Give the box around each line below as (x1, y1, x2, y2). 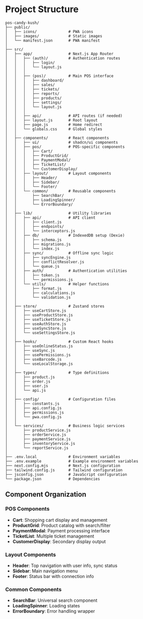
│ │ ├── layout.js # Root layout (5, 117, 98, 122)
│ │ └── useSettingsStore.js (5, 330, 76, 335)
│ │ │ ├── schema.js (5, 237, 62, 242)
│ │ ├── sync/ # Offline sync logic (5, 251, 114, 256)
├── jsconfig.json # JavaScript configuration (5, 472, 127, 477)
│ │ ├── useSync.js (5, 348, 55, 353)
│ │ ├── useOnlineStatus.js (5, 343, 73, 349)
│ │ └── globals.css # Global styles (5, 127, 102, 132)
